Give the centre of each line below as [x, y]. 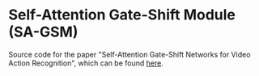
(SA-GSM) [43, 32]
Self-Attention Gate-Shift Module [122, 15]
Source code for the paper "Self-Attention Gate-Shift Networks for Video [129, 54]
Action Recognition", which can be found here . [86, 63]
